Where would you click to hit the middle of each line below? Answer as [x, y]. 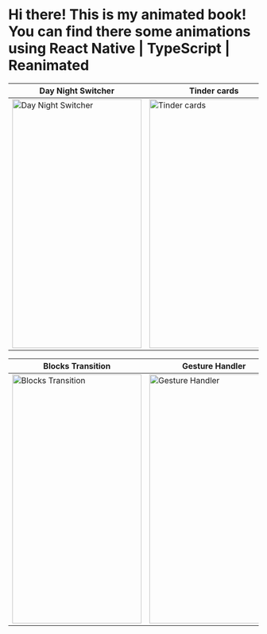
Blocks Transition [77, 366]
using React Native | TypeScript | [119, 49]
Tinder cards [214, 91]
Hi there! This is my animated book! [128, 15]
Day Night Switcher [77, 91]
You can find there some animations [130, 31]
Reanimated [49, 66]
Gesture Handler [214, 366]
